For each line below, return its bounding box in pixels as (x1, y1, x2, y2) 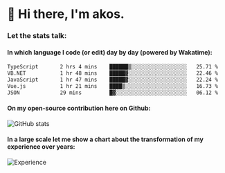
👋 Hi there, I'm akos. (7, 6, 125, 22)
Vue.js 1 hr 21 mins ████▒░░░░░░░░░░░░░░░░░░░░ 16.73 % (7, 82, 218, 89)
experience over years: (7, 143, 75, 151)
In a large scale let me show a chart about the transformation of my (7, 135, 204, 144)
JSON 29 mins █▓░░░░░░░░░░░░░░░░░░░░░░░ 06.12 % (7, 89, 218, 96)
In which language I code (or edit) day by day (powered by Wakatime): (7, 48, 213, 56)
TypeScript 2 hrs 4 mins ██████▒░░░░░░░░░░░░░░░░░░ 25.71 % (7, 64, 218, 71)
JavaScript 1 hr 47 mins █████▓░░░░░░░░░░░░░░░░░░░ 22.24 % (7, 76, 218, 84)
